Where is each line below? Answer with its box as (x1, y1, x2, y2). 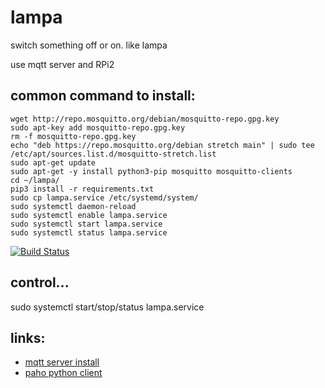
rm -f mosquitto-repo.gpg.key (10, 131, 137, 141)
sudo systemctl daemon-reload (10, 201, 137, 211)
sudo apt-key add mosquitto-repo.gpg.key (10, 122, 186, 133)
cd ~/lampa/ (10, 175, 60, 185)
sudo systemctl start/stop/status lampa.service (10, 301, 205, 313)
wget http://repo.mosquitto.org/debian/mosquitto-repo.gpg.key (10, 114, 280, 124)
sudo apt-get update (10, 157, 97, 168)
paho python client (24, 367, 103, 379)
